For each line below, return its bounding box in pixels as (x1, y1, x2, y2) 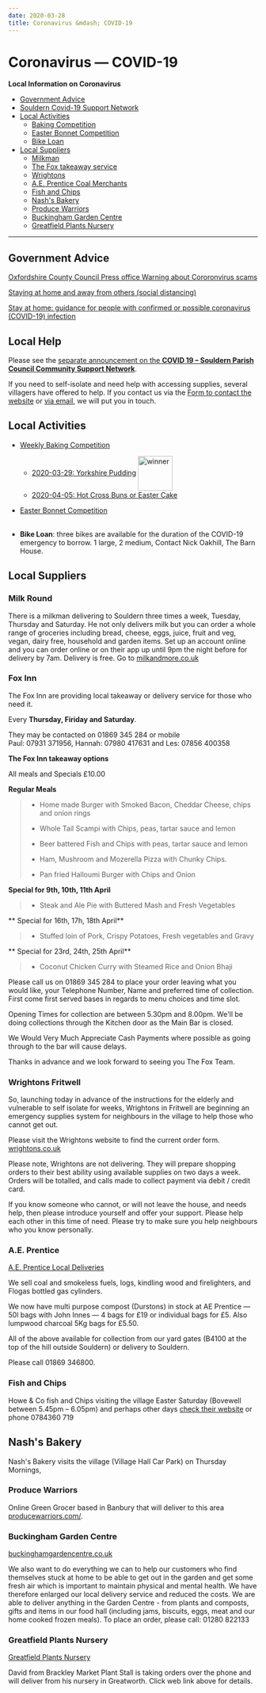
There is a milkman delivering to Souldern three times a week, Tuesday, (8, 611, 241, 621)
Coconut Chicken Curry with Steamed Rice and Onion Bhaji (39, 961, 233, 971)
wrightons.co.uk (8, 1144, 62, 1153)
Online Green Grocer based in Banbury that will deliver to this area (8, 1503, 224, 1512)
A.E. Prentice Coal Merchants (31, 179, 128, 189)
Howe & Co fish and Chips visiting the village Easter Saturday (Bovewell (8, 1396, 241, 1405)
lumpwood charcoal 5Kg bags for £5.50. (8, 1319, 139, 1328)
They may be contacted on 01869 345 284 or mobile (8, 730, 180, 739)
